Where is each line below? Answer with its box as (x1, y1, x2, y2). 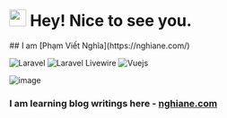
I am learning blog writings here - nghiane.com (9, 97, 218, 109)
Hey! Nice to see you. (30, 11, 193, 31)
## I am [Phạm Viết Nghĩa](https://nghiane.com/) (9, 40, 190, 51)
